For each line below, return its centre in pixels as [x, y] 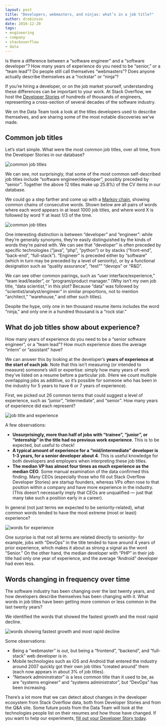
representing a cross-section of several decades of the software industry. [81, 102]
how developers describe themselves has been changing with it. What [77, 597]
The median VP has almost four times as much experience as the [80, 466]
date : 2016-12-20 [23, 24]
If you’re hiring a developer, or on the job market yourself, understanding [79, 86]
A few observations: [26, 425]
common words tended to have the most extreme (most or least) [71, 513]
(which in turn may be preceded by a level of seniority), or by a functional [80, 261]
